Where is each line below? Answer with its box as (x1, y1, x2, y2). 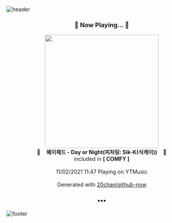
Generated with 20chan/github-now (57, 181, 147, 189)
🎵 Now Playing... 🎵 (74, 21, 130, 29)
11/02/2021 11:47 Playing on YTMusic (56, 168, 148, 175)
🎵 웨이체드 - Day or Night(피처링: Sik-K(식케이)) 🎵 (36, 149, 167, 156)
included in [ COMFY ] (73, 155, 130, 163)
